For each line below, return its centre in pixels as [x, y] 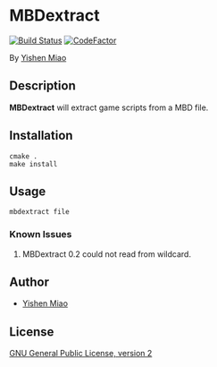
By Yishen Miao [38, 57]
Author [29, 282]
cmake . [24, 156]
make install [33, 164]
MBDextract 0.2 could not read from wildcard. [107, 254]
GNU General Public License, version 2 [81, 354]
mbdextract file [39, 212]
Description [42, 86]
